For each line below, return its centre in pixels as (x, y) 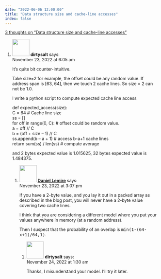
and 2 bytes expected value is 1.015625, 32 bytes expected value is (79, 153)
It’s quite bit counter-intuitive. (41, 69)
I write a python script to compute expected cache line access (74, 98)
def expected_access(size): (40, 108)
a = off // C (23, 128)
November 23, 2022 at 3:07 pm (51, 186)
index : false (18, 18)
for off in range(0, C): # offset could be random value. (66, 123)
